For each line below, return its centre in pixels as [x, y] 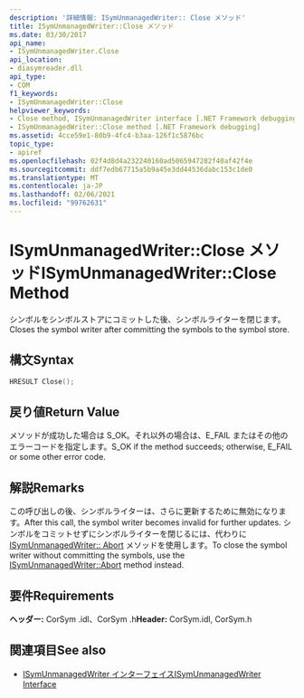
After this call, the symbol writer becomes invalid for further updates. [153, 522]
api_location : [36, 60]
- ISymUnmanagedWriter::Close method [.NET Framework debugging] [135, 128]
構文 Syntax [42, 360]
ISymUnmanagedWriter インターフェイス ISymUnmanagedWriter [142, 674]
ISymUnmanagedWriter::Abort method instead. [97, 565]
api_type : [28, 77]
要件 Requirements [62, 595]
